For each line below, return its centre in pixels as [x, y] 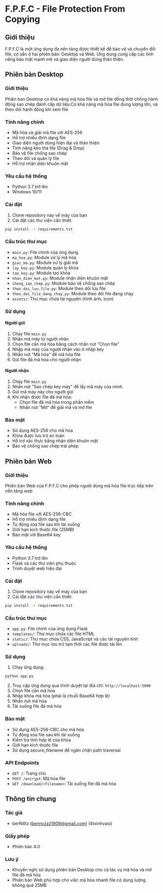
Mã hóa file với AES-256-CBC [42, 514]
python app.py [19, 676]
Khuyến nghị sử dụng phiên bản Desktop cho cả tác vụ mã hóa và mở [82, 870]
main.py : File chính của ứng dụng [45, 252]
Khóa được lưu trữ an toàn [38, 436]
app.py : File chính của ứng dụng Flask [50, 629]
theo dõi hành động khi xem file [37, 109]
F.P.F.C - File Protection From [65, 9]
